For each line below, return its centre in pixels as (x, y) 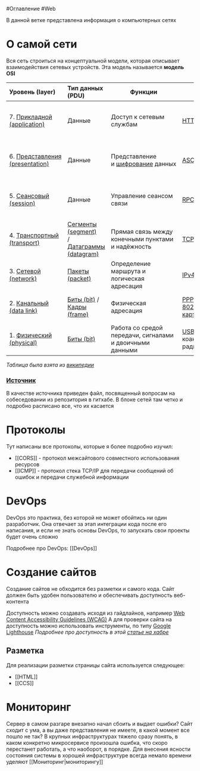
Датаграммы (86, 246)
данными (124, 350)
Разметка (25, 651)
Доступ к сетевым (138, 117)
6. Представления (35, 156)
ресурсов (27, 465)
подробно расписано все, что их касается (60, 406)
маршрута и (128, 271)
